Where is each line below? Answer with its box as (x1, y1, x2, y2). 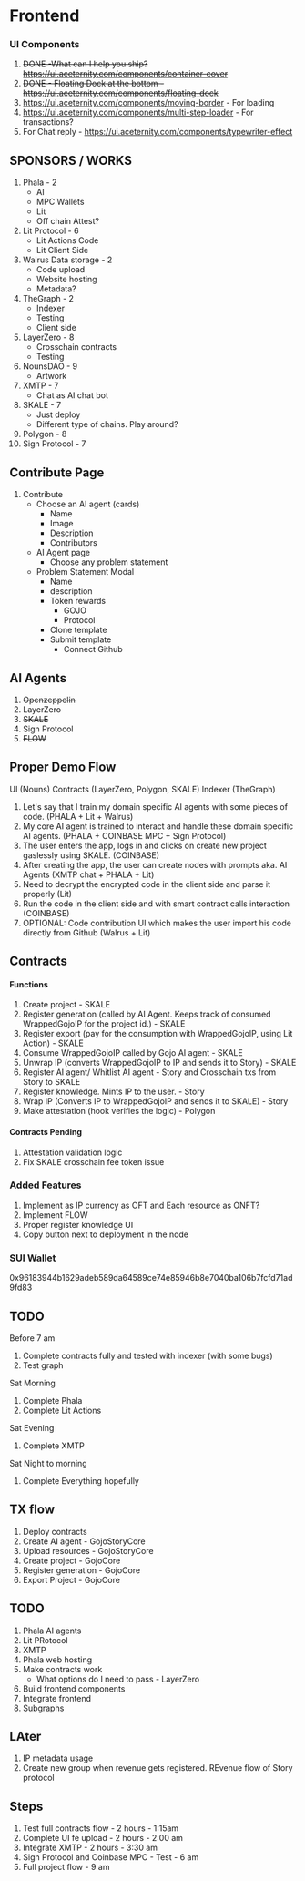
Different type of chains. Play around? (36, 419, 179, 430)
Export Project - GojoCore (22, 1574, 121, 1585)
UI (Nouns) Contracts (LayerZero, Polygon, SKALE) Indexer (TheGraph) (9, 783, 276, 794)
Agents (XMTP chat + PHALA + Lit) (22, 869, 155, 880)
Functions (9, 978, 48, 989)
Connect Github (63, 644, 123, 655)
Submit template (49, 634, 112, 645)
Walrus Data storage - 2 (22, 254, 113, 265)
